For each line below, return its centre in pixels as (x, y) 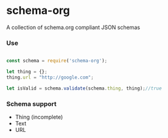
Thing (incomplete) (39, 117)
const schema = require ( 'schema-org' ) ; (57, 61)
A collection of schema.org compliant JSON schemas (73, 27)
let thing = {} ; (27, 72)
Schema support (31, 103)
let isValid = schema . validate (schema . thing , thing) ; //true (84, 88)
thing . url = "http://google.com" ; (50, 77)
